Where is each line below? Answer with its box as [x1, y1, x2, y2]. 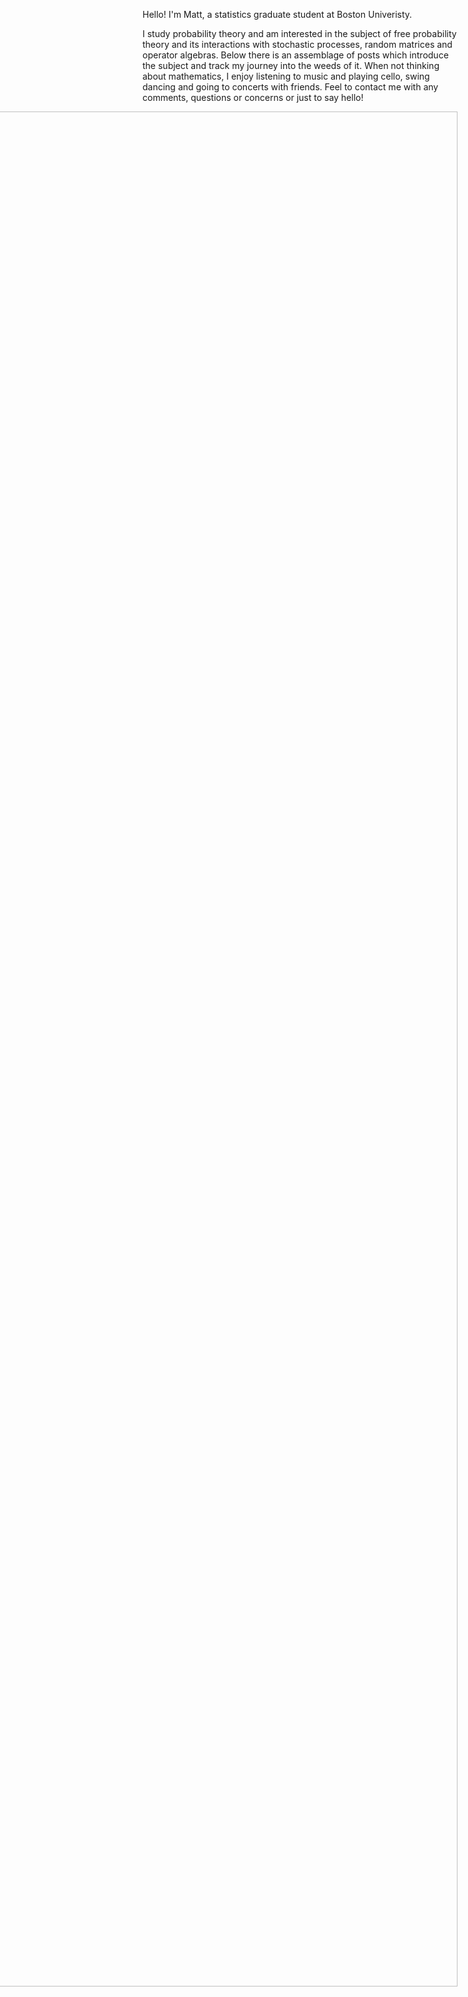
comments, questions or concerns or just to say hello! [142, 92, 364, 103]
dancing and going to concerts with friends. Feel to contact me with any [142, 81, 439, 93]
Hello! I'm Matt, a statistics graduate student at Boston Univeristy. [142, 9, 413, 20]
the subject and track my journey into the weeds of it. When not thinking [142, 60, 440, 71]
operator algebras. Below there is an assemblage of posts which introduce [142, 49, 449, 61]
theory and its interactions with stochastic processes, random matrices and [142, 39, 453, 50]
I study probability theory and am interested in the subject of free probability [142, 28, 457, 39]
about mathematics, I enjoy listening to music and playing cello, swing [142, 70, 430, 82]
